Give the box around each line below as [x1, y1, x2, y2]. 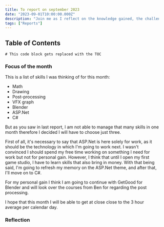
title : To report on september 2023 [5, 7, 80, 12]
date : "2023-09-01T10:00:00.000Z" [5, 12, 76, 17]
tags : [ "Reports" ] [5, 21, 42, 26]
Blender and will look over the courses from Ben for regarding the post [5, 185, 147, 190]
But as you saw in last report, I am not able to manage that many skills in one [5, 124, 159, 130]
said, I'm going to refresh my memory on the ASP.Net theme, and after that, [5, 165, 157, 171]
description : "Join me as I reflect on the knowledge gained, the [5, 16, 143, 21]
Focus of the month [5, 63, 52, 70]
